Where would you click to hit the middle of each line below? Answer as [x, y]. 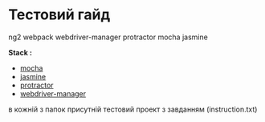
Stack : [20, 52]
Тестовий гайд [59, 15]
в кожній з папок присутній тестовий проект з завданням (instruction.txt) [133, 109]
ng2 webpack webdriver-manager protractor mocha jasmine [108, 37]
